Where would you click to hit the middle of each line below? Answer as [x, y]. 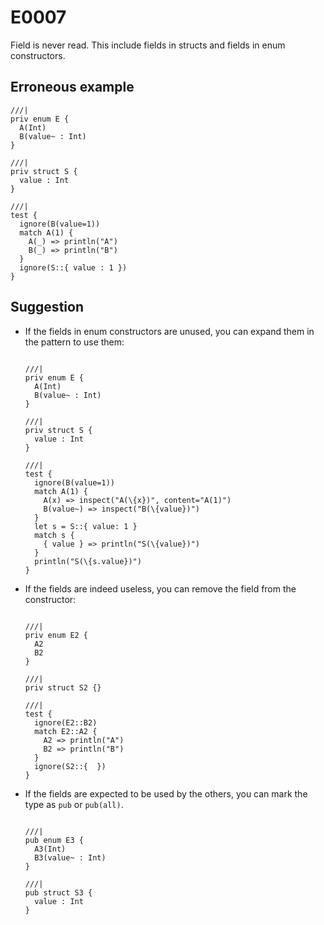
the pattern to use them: [74, 342]
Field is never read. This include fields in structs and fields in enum [148, 45]
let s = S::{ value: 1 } [86, 526]
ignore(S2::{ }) [70, 766]
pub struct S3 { [58, 892]
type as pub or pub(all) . [74, 804]
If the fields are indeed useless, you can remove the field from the [160, 588]
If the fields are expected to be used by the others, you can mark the [166, 793]
